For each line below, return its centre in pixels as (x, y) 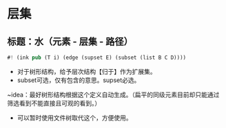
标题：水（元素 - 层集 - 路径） (70, 41)
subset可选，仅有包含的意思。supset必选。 (79, 80)
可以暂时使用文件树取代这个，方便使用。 (74, 118)
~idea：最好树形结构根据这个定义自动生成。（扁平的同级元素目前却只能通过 (113, 94)
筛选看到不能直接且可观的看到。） (54, 103)
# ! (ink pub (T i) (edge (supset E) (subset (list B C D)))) (97, 57)
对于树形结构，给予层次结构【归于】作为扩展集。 (86, 71)
